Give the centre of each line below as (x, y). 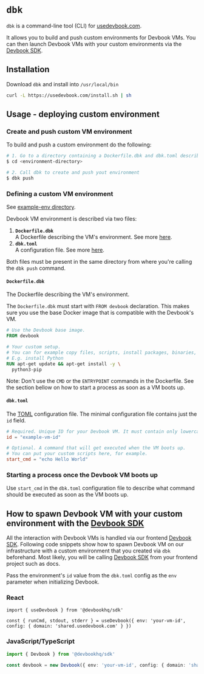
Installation (28, 70)
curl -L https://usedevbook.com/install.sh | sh (69, 95)
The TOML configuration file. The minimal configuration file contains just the (102, 414)
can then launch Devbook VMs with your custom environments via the (94, 44)
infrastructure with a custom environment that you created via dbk (89, 551)
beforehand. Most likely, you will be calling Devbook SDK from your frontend (102, 557)
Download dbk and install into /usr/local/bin (63, 84)
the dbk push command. (36, 268)
